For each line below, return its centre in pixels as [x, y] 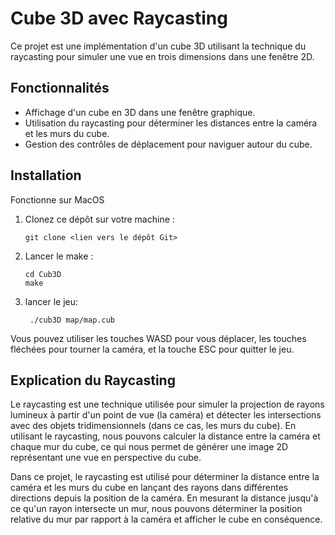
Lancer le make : [59, 256]
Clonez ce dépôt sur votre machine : [99, 219]
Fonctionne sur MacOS [57, 199]
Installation [46, 175]
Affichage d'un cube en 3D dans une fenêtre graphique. [140, 112]
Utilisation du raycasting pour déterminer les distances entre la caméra [171, 123]
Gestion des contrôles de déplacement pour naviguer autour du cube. [168, 144]
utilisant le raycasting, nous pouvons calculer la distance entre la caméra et [165, 436]
